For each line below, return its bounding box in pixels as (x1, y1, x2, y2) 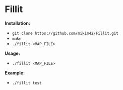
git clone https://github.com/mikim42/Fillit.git (12, 31, 119, 36)
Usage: (5, 50, 21, 56)
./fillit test (12, 80, 42, 85)
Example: (5, 69, 25, 76)
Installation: (5, 20, 31, 26)
